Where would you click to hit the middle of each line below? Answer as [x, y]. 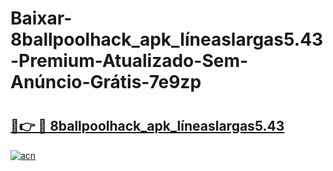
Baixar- [41, 18]
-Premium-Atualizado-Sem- [129, 61]
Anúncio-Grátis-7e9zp [106, 82]
